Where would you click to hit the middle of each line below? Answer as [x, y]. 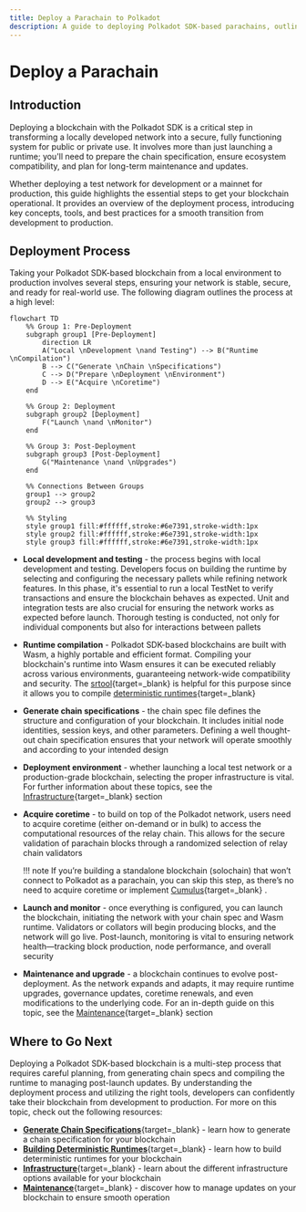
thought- [275, 730]
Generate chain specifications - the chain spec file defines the [142, 711]
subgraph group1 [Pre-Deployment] [91, 335]
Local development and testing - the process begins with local [142, 559]
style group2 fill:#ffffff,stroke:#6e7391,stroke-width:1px [142, 535]
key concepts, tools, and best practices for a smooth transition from [137, 213]
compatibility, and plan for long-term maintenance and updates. [129, 166]
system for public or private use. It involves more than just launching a [141, 146]
